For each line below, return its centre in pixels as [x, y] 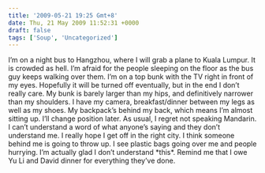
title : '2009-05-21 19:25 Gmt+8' [63, 15]
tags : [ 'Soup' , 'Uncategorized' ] [63, 38]
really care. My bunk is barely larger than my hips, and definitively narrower [131, 94]
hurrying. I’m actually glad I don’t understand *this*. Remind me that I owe [128, 152]
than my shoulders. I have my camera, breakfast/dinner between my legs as [131, 102]
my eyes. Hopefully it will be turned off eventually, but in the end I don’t [124, 85]
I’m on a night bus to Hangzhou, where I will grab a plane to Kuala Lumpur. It [132, 60]
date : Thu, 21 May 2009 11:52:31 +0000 [74, 23]
